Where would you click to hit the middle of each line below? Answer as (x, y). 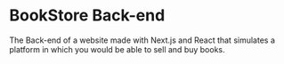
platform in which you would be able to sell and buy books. (117, 49)
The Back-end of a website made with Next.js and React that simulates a (142, 40)
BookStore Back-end (87, 16)
